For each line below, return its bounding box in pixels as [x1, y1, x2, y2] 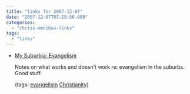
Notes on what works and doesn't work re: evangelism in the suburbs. [14, 63, 185, 70]
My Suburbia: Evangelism [14, 52, 77, 59]
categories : [6, 19, 35, 25]
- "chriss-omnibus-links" [11, 25, 75, 31]
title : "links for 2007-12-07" [6, 8, 83, 15]
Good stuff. [14, 70, 42, 76]
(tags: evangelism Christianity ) [14, 81, 89, 88]
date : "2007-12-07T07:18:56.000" [6, 14, 88, 20]
